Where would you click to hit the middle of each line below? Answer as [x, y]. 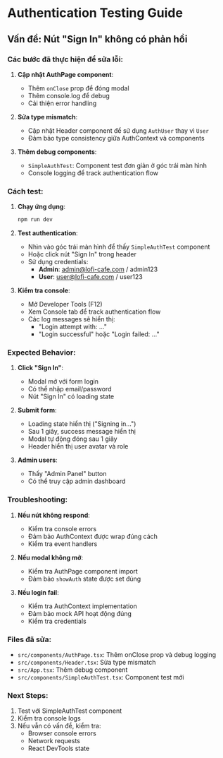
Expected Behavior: [42, 353]
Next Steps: [28, 695]
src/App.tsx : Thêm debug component [72, 670]
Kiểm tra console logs [49, 718]
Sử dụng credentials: [58, 262]
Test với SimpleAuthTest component [70, 711]
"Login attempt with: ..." [72, 327]
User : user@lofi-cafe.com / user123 [90, 277]
